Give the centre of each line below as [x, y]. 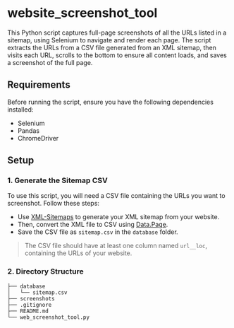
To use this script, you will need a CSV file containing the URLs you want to [116, 196]
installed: [20, 109]
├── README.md [28, 311]
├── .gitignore [30, 305]
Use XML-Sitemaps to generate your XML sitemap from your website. [118, 217]
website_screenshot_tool [82, 13]
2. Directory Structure [45, 271]
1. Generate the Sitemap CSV [57, 180]
